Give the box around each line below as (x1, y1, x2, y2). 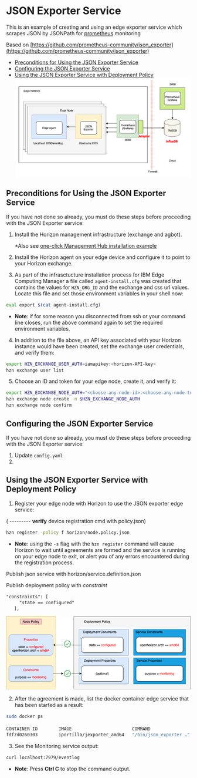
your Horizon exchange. (14, 260, 73, 267)
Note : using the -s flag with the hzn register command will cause (14, 540, 174, 547)
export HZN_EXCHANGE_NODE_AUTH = (6, 390, 85, 396)
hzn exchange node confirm (6, 402, 72, 409)
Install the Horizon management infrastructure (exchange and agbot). (14, 231, 182, 238)
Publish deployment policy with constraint (6, 581, 107, 588)
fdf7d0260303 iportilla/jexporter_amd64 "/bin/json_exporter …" (6, 732, 191, 738)
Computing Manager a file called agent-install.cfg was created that (14, 277, 182, 284)
